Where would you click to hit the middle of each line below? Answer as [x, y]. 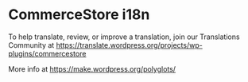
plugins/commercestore [47, 53]
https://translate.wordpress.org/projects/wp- [129, 45]
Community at [31, 45]
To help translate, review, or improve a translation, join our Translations [124, 37]
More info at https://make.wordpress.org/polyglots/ [92, 68]
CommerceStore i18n [79, 15]
